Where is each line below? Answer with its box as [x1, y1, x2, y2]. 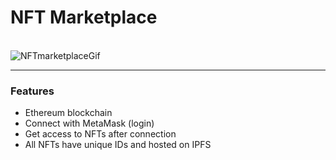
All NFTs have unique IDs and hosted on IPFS [24, 139, 212, 151]
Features [10, 84, 55, 98]
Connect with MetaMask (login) [24, 117, 155, 130]
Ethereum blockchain [24, 107, 113, 119]
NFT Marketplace [10, 6, 158, 29]
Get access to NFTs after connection [24, 128, 177, 140]
